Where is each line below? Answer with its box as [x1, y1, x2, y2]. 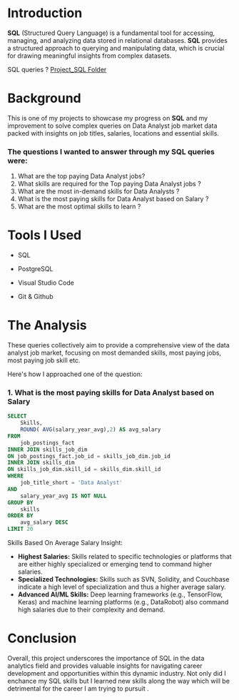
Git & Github [17, 293, 54, 301]
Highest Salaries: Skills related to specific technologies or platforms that [17, 552, 232, 561]
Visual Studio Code [17, 278, 75, 287]
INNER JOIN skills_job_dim [7, 446, 88, 453]
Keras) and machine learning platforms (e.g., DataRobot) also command [17, 598, 229, 607]
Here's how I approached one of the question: [7, 370, 143, 379]
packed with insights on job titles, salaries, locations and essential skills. [7, 128, 220, 137]
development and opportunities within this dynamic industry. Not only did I [7, 669, 226, 678]
